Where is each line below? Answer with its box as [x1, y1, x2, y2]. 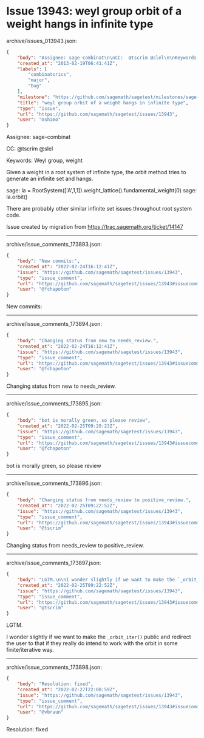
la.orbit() [6, 193, 28, 201]
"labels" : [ [17, 66, 47, 72]
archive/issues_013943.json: [6, 37, 77, 44]
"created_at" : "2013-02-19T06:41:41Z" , [17, 60, 118, 66]
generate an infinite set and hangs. [6, 175, 93, 183]
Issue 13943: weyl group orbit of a [6, 4, 182, 18]
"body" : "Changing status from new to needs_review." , [17, 338, 159, 344]
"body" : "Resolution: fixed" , [17, 681, 94, 687]
